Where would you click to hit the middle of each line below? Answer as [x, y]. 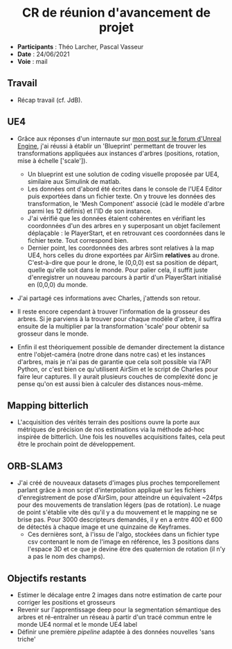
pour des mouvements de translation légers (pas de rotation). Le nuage [119, 505]
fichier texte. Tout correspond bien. [78, 240]
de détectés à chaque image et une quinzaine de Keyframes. [104, 527]
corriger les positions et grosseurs [66, 602]
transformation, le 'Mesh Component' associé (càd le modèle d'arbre [126, 203]
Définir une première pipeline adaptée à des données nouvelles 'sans [116, 632]
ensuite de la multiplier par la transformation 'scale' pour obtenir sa [113, 326]
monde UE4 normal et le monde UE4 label [77, 624]
